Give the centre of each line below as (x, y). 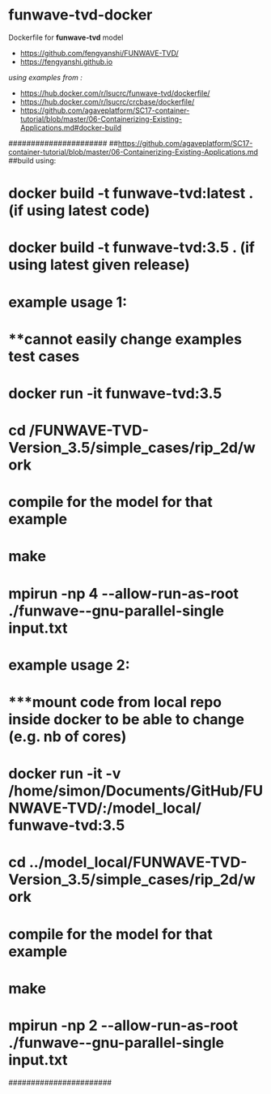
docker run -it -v (65, 774)
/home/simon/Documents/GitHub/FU (136, 791)
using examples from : (46, 77)
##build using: (32, 161)
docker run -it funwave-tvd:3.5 (115, 393)
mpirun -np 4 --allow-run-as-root (124, 593)
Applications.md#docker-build (70, 127)
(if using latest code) (79, 210)
